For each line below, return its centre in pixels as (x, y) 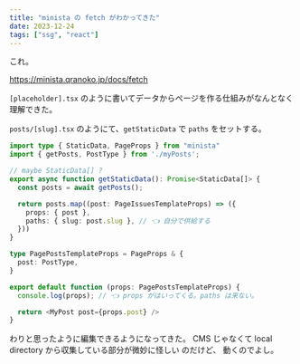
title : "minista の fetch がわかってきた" (85, 18)
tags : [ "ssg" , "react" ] (54, 34)
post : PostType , (48, 263)
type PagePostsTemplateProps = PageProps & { (96, 254)
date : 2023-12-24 (42, 26)
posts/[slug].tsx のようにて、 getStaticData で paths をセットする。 (138, 129)
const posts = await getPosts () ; (80, 187)
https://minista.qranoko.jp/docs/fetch (79, 80)
